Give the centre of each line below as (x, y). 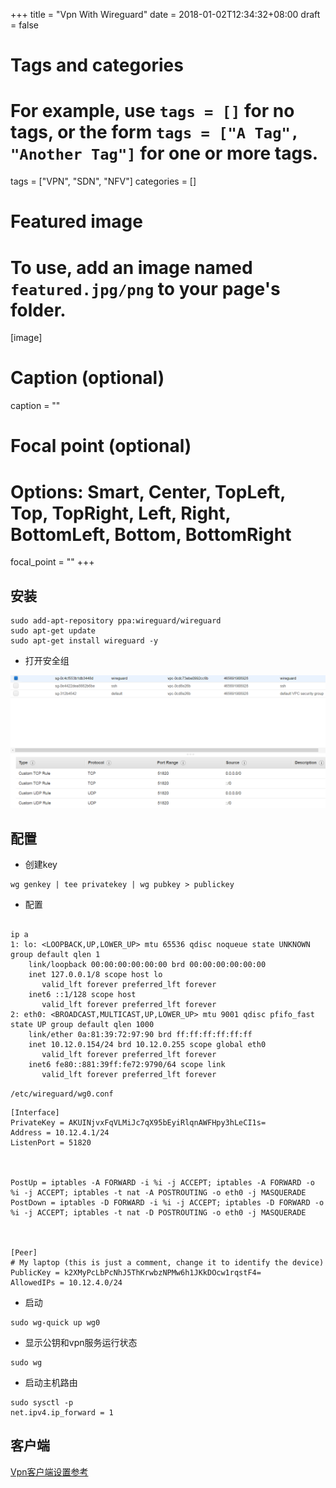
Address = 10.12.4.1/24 (60, 1133)
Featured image (76, 221)
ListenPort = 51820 (51, 1143)
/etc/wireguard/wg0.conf (62, 1094)
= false (24, 25)
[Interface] (35, 1113)
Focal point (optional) (101, 446)
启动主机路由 (51, 1383)
